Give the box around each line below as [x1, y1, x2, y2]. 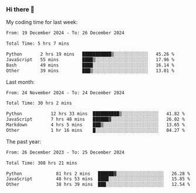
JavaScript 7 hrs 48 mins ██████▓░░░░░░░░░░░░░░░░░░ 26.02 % [6, 117, 185, 122]
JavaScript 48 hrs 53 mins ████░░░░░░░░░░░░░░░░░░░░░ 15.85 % [6, 176, 191, 182]
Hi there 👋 [6, 5, 35, 14]
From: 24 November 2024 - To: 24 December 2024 [6, 89, 125, 96]
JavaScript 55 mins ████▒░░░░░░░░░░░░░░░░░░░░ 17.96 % [6, 56, 175, 62]
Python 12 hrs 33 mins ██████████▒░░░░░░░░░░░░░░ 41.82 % [6, 111, 185, 117]
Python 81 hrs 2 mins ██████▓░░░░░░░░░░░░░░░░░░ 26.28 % [6, 171, 191, 177]
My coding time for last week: [6, 19, 78, 26]
